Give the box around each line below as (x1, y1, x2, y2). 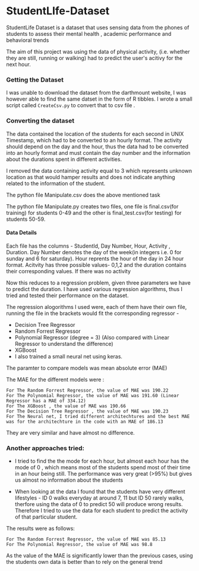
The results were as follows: (6, 525, 75, 532)
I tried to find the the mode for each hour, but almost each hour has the (14, 457, 189, 465)
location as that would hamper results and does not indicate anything (6, 173, 175, 180)
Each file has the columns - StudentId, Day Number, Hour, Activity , (6, 242, 170, 249)
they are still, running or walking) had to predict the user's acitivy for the (6, 54, 183, 61)
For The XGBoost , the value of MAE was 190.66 (6, 403, 127, 409)
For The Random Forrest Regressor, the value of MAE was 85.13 (6, 536, 166, 542)
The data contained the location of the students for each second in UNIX (6, 130, 184, 138)
